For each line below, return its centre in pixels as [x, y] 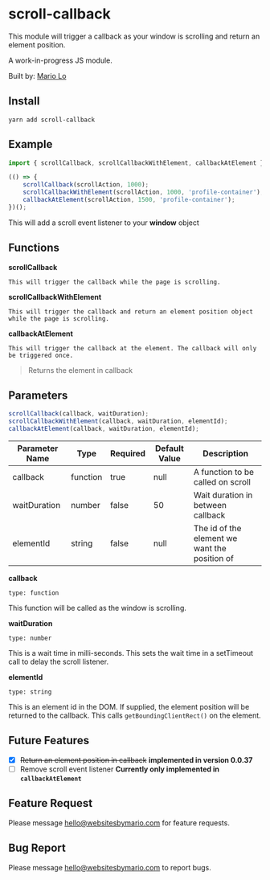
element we [215, 538]
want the [210, 549]
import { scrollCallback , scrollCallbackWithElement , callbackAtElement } [136, 163]
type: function [34, 593]
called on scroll [222, 482]
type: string [30, 692]
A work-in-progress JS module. [60, 60]
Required [128, 453]
